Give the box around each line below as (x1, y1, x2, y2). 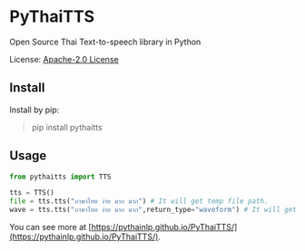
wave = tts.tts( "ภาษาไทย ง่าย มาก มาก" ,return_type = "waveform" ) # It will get (9, 206, 298, 215)
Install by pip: (9, 104, 60, 115)
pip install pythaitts (31, 121, 103, 132)
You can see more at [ (9, 222, 93, 233)
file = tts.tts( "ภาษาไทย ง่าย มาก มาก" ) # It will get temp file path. (9, 197, 269, 206)
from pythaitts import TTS (9, 172, 112, 181)
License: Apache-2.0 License (9, 53, 120, 64)
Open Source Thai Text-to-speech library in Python (9, 36, 202, 47)
